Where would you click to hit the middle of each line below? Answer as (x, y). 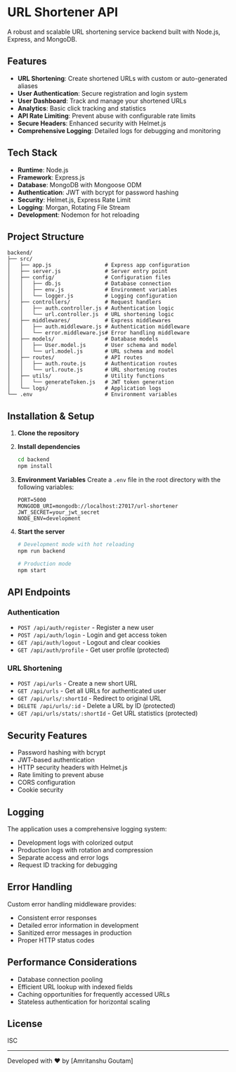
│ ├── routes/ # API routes (75, 358)
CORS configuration (46, 783)
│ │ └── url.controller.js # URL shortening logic (91, 315)
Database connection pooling (60, 979)
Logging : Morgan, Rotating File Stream (73, 207)
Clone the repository (48, 433)
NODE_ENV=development (49, 518)
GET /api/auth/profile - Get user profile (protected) (93, 650)
